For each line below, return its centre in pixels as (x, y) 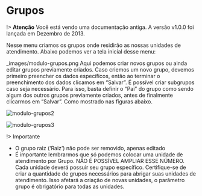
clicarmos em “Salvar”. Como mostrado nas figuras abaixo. (79, 101)
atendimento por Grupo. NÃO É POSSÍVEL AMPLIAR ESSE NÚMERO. (100, 161)
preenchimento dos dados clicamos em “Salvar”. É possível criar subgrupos (100, 82)
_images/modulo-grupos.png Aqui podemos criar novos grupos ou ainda (97, 63)
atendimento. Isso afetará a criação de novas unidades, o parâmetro (100, 180)
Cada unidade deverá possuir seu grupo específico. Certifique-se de (100, 167)
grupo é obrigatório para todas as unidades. (70, 186)
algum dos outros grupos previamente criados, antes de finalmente (90, 95)
